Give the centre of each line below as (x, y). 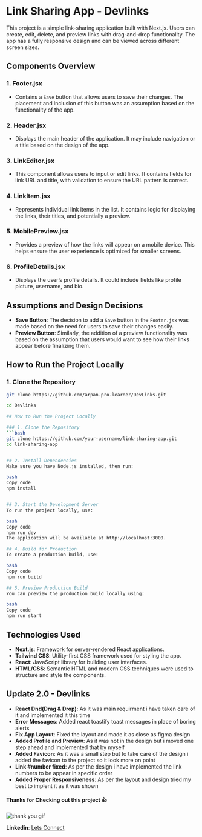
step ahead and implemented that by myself (70, 747)
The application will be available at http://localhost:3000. (86, 538)
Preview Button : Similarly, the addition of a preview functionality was (101, 333)
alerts (22, 728)
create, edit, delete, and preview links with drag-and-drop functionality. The (101, 34)
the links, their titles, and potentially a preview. (73, 216)
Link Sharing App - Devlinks (78, 11)
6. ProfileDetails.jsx (36, 267)
